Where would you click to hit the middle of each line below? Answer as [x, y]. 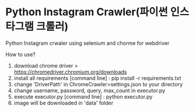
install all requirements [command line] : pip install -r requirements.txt [97, 78]
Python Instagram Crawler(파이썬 [87, 12]
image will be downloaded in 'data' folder [63, 103]
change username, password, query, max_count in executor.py [90, 90]
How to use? [20, 54]
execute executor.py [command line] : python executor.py [83, 96]
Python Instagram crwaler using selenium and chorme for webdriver [88, 43]
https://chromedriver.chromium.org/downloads [70, 72]
